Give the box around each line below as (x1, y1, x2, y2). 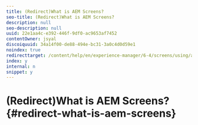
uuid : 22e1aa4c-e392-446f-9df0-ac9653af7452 (6, 31, 117, 37)
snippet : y (6, 69, 33, 75)
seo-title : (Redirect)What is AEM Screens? (6, 14, 115, 20)
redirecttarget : (6, 52, 46, 58)
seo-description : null (6, 25, 62, 31)
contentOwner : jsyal (6, 36, 57, 42)
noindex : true (6, 47, 41, 53)
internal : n (6, 63, 35, 70)
